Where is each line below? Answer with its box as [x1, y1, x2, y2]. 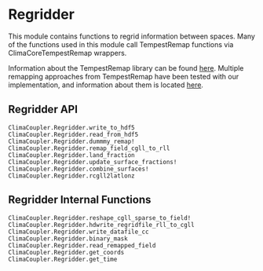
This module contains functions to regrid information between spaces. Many [8, 31, 255, 41]
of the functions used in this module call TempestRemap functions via [8, 39, 234, 49]
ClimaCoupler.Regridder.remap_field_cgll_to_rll [8, 144, 170, 152]
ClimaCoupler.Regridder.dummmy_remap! [8, 137, 135, 145]
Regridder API [8, 103, 79, 116]
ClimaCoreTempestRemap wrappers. [8, 48, 127, 57]
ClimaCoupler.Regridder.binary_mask [8, 234, 128, 243]
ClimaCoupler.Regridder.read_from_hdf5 [8, 130, 139, 138]
